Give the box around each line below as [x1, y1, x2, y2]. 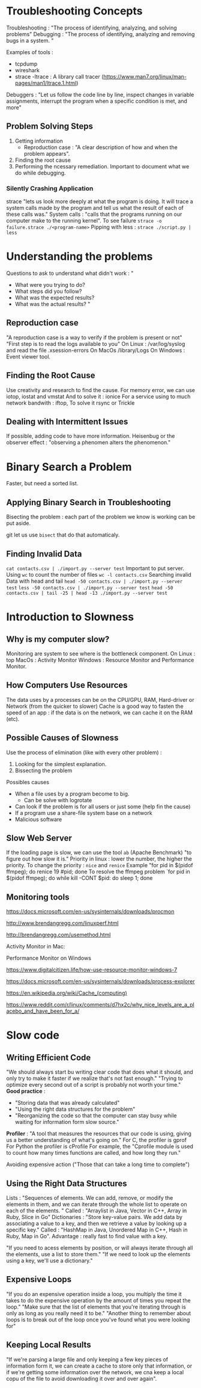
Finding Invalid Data [6, 548, 82, 559]
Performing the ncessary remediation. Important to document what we [14, 162, 190, 170]
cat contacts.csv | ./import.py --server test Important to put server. [6, 564, 185, 572]
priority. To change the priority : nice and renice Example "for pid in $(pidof [6, 862, 193, 869]
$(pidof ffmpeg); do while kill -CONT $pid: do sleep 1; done [6, 874, 153, 882]
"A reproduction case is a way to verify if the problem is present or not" [6, 334, 182, 341]
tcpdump [14, 60, 38, 67]
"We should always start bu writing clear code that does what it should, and [6, 1069, 193, 1076]
